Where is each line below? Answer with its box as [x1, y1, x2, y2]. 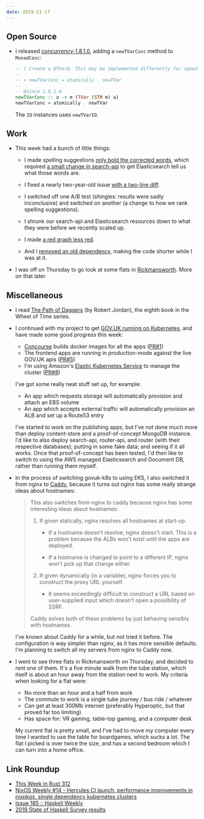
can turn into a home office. [15, 747, 85, 754]
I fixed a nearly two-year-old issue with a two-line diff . [24, 181, 160, 189]
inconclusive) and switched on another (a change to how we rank [24, 199, 188, 207]
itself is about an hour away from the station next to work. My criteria [15, 671, 188, 678]
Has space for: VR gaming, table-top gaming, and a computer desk [24, 715, 192, 722]
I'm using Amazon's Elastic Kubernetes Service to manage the [24, 362, 180, 370]
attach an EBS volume [24, 399, 80, 406]
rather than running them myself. [15, 462, 97, 469]
